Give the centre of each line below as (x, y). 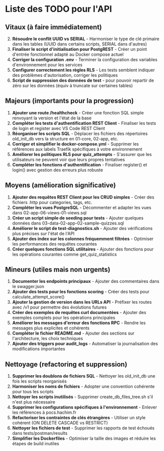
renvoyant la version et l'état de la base (52, 118)
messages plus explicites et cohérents (51, 328)
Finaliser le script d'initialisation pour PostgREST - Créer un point (80, 49)
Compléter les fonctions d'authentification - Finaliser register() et (80, 164)
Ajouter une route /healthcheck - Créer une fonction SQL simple (78, 113)
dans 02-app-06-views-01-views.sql (49, 213)
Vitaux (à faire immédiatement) (54, 27)
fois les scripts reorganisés (39, 381)
